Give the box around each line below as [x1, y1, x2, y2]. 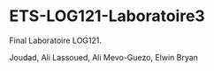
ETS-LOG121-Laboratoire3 [9, 6, 205, 26]
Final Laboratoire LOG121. [9, 35, 102, 46]
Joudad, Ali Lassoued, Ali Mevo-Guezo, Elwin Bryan [9, 52, 199, 62]
